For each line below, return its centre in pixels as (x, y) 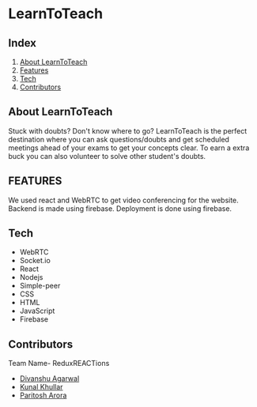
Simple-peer (40, 286)
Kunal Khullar (41, 387)
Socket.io (35, 261)
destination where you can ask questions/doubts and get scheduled (119, 139)
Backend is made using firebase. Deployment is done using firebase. (120, 208)
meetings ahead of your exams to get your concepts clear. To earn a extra (129, 148)
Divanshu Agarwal (49, 379)
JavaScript (37, 311)
